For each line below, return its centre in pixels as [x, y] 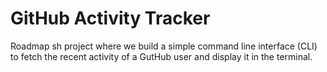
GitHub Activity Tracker [110, 18]
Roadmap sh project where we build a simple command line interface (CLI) [164, 46]
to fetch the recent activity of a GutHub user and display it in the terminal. [161, 56]
